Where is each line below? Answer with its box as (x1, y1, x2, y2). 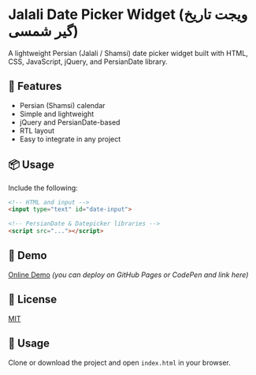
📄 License (8, 293, 58, 306)
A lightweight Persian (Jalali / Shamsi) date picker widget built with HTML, (8, 48, 248, 58)
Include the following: (8, 183, 79, 193)
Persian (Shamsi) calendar (19, 100, 106, 110)
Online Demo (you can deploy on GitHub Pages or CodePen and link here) (8, 270, 249, 279)
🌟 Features (8, 80, 62, 93)
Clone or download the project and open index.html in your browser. (8, 358, 231, 367)
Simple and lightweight (19, 109, 95, 118)
